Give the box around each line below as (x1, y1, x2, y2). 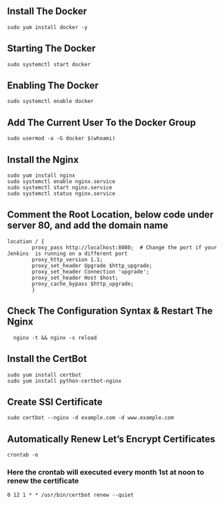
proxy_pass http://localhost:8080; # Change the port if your (32, 244, 217, 251)
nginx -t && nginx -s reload (13, 334, 97, 341)
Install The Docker (7, 6, 88, 17)
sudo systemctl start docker (7, 61, 91, 68)
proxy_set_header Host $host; (32, 274, 119, 281)
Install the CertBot (7, 353, 88, 365)
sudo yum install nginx (7, 172, 76, 179)
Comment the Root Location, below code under (7, 209, 214, 220)
